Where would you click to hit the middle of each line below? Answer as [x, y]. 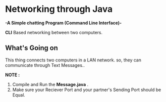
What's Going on [32, 48]
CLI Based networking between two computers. [54, 32]
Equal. [19, 95]
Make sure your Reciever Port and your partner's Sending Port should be [86, 90]
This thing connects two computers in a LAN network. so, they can [73, 60]
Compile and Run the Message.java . [50, 84]
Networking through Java [59, 9]
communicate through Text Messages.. [45, 65]
